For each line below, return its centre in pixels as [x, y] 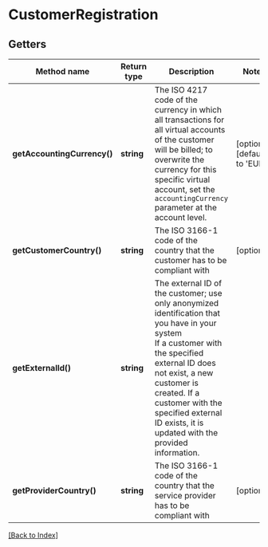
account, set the [185, 189]
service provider [185, 496]
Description [191, 71]
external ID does [185, 363]
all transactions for [189, 120]
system [168, 333]
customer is [177, 383]
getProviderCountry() [54, 490]
